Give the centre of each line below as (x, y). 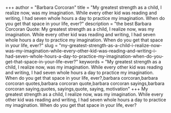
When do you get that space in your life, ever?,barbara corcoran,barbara (82, 78)
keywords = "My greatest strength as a (120, 62)
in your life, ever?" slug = (32, 45)
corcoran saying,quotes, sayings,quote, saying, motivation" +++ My (77, 89)
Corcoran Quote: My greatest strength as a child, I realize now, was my (80, 29)
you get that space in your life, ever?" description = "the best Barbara (78, 24)
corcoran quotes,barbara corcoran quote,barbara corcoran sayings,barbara (85, 83)
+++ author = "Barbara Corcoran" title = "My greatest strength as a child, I (83, 7)
